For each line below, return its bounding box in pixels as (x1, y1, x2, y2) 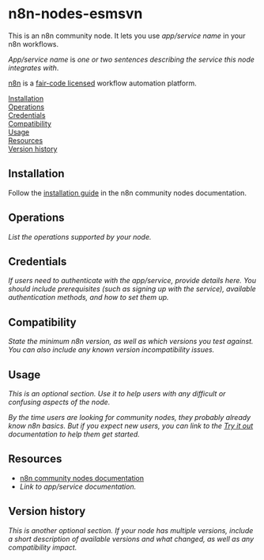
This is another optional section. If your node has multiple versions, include (8, 525, 254, 535)
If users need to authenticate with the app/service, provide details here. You (8, 276, 257, 286)
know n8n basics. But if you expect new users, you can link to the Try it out (8, 421, 254, 430)
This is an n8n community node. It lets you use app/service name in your (8, 31, 246, 40)
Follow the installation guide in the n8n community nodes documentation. (8, 187, 247, 198)
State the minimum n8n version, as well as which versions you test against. (8, 337, 254, 346)
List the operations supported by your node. (8, 232, 152, 241)
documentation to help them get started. (8, 429, 140, 439)
